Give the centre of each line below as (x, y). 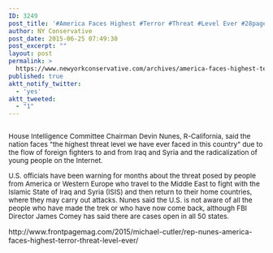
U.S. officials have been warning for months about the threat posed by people (132, 176)
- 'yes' (29, 91)
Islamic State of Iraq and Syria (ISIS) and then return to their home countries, (130, 192)
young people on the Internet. (56, 161)
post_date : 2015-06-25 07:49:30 (63, 39)
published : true (36, 76)
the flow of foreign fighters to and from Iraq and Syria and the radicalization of (133, 152)
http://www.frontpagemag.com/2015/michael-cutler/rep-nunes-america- (130, 232)
